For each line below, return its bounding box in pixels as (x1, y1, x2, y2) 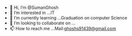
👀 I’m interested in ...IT (9, 10, 55, 16)
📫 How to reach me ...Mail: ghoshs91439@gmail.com (9, 26, 116, 31)
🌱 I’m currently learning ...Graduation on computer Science (9, 15, 128, 20)
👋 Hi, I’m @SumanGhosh (9, 5, 59, 10)
